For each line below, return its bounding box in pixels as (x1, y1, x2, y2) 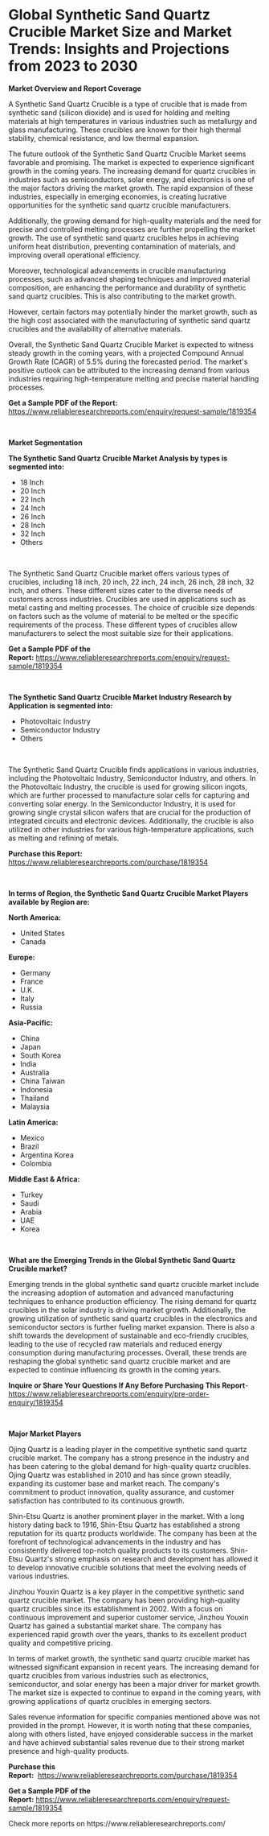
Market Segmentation (8, 437, 83, 448)
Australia (19, 1067, 50, 1077)
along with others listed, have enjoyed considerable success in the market (8, 1729, 254, 1739)
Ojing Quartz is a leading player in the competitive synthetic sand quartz (8, 1444, 247, 1454)
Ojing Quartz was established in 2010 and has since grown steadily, (8, 1470, 232, 1479)
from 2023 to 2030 (8, 57, 138, 76)
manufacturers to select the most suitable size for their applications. (8, 628, 234, 637)
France (19, 976, 44, 986)
